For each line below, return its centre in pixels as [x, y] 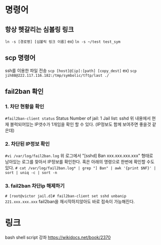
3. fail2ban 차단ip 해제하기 [35, 186]
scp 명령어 [20, 58]
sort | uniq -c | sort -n [31, 173]
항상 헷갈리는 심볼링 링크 [39, 29]
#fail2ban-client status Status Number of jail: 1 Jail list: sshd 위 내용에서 [78, 118]
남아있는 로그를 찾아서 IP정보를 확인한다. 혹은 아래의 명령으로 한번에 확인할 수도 [80, 161]
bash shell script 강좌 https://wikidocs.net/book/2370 [58, 237]
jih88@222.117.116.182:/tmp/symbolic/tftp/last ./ [57, 75]
